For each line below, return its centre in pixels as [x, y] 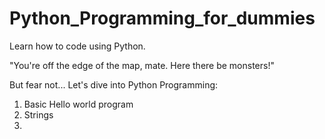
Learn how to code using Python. [77, 46]
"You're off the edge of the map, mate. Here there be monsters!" [142, 65]
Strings [38, 114]
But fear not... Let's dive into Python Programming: [114, 84]
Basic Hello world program [78, 104]
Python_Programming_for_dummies [162, 18]
